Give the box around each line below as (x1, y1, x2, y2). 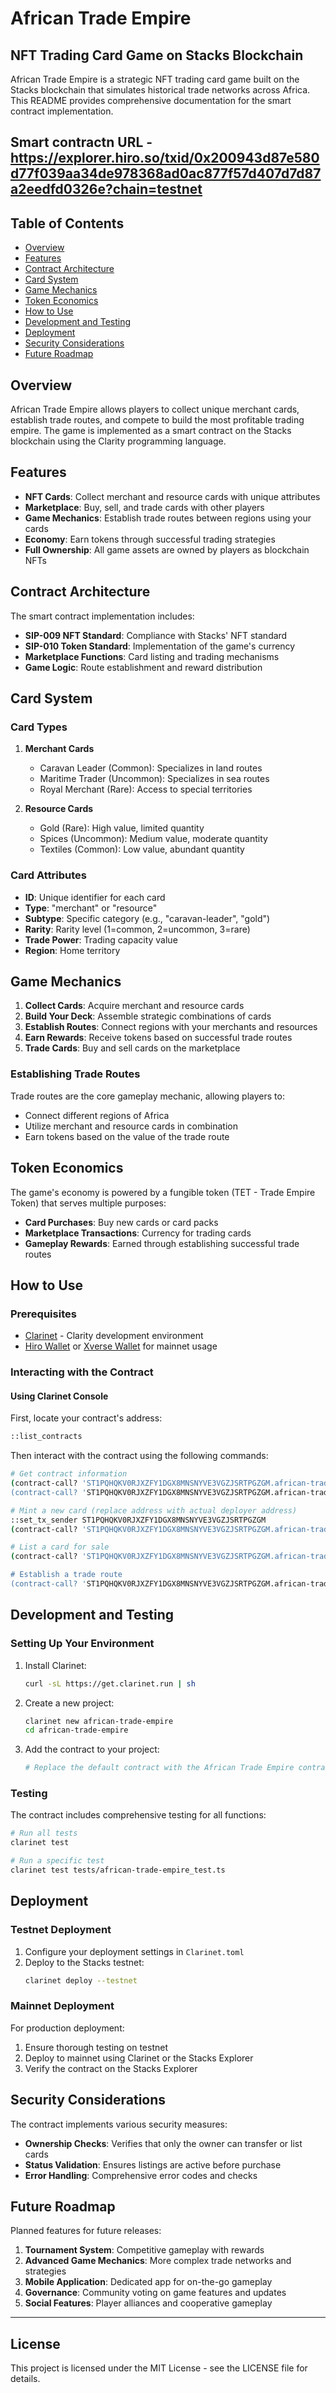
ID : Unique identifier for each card (24, 891, 166, 903)
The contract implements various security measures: (10, 2118, 228, 2130)
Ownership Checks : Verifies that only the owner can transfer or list (24, 2137, 303, 2149)
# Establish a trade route (10, 1570, 123, 1580)
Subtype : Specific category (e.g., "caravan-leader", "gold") (24, 912, 271, 924)
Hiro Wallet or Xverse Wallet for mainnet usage (24, 1340, 218, 1352)
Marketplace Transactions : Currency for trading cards (24, 1227, 252, 1239)
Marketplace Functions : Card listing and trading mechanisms (24, 650, 280, 662)
